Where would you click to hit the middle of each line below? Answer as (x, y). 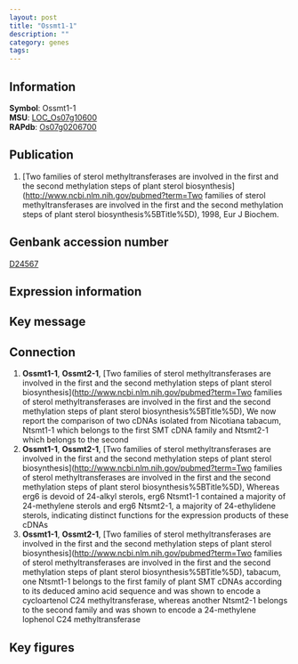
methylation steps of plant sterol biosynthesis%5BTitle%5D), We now (149, 411)
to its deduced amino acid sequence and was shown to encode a (141, 591)
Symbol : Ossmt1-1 (43, 108)
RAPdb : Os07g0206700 (53, 126)
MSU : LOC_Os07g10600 (53, 117)
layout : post (33, 17)
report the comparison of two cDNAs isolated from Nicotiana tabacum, (152, 421)
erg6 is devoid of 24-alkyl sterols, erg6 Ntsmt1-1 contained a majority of (154, 497)
